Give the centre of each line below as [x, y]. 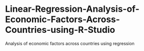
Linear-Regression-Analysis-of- [72, 9]
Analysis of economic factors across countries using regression [70, 43]
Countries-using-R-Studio [60, 30]
